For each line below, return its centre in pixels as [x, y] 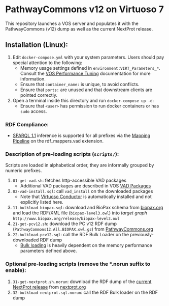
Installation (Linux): [37, 45]
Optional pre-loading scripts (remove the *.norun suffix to [78, 264]
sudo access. [33, 111]
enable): [16, 270]
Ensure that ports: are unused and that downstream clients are [86, 90]
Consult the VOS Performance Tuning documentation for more [85, 73]
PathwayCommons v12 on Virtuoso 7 [84, 9]
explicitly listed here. [42, 202]
